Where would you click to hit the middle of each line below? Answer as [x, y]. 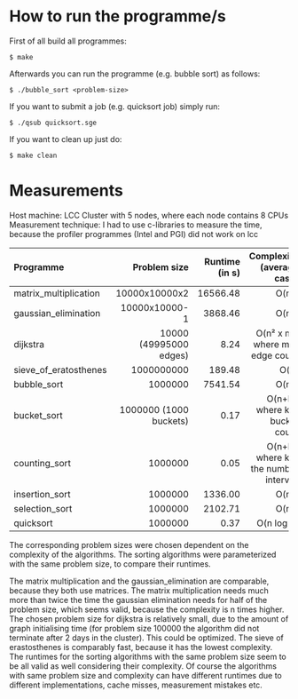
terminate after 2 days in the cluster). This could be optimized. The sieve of [146, 638]
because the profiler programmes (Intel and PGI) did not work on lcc [134, 234]
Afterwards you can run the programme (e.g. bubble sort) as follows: [135, 74]
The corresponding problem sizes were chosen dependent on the [129, 544]
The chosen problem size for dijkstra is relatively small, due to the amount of [149, 618]
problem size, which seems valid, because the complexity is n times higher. [147, 609]
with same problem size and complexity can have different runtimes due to [145, 675]
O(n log [272, 523]
